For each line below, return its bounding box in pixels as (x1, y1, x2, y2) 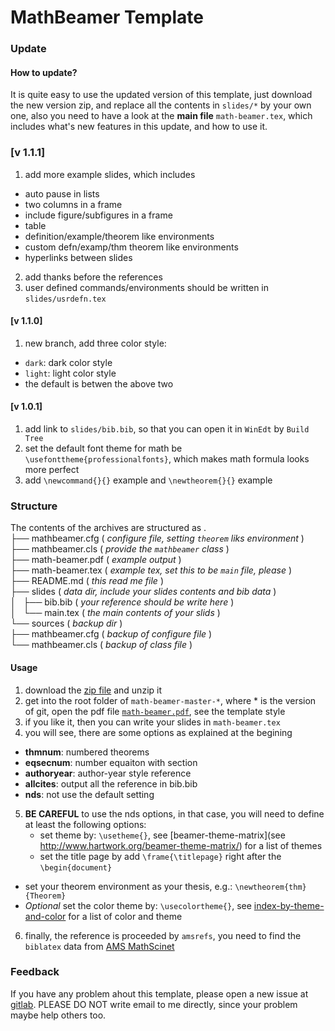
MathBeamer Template (10, 6, 204, 29)
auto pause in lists (24, 187, 100, 200)
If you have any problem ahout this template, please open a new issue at (10, 987, 309, 1000)
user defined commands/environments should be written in (24, 281, 270, 293)
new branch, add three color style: (24, 337, 167, 349)
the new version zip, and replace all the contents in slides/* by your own (10, 99, 312, 111)
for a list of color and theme (68, 910, 183, 922)
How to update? (10, 66, 78, 78)
